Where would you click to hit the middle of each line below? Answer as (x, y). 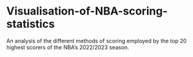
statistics (31, 24)
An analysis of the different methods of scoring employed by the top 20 (96, 41)
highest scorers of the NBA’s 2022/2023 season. (68, 47)
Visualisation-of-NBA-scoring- (87, 11)
